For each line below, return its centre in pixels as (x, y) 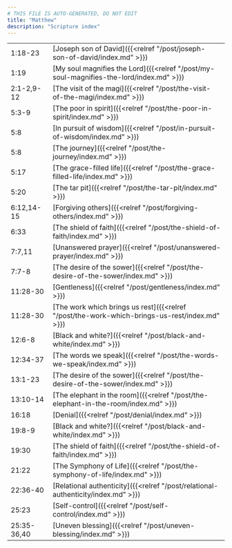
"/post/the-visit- (183, 88)
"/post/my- (196, 68)
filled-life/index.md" (86, 177)
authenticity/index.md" (89, 495)
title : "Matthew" (32, 20)
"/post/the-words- (188, 355)
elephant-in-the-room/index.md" (108, 404)
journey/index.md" (83, 157)
